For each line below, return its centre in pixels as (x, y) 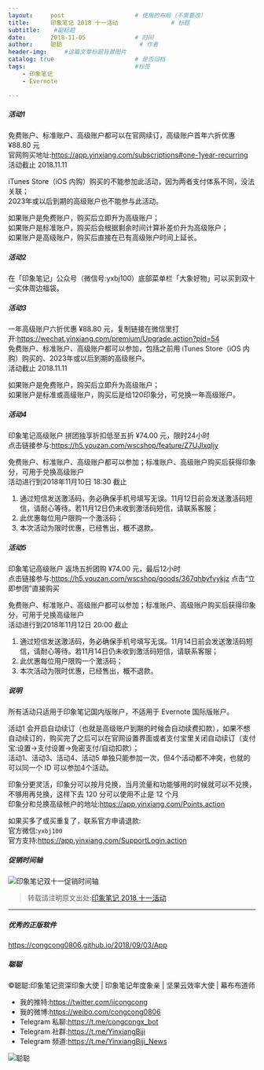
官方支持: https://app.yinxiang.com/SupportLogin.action (97, 840)
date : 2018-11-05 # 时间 (81, 37)
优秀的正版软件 (32, 925)
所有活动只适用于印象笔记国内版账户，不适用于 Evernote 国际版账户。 (121, 711)
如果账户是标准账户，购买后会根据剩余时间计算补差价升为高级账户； (118, 228)
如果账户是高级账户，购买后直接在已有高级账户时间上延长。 (104, 237)
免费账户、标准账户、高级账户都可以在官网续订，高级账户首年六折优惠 (122, 135)
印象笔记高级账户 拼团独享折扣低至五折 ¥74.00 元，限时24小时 (109, 436)
